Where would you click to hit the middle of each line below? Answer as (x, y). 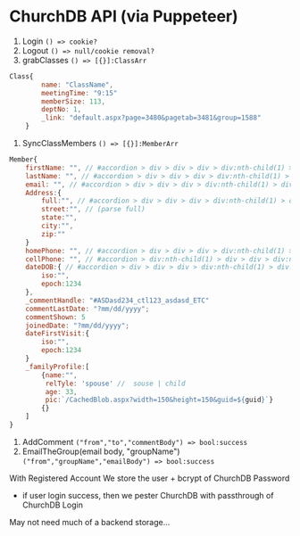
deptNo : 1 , (62, 110)
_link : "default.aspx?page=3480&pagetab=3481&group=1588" (151, 118)
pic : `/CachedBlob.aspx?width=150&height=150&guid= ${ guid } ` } (159, 400)
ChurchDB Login (52, 505)
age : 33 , (61, 392)
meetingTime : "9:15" (79, 93)
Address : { (44, 193)
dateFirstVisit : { (58, 334)
